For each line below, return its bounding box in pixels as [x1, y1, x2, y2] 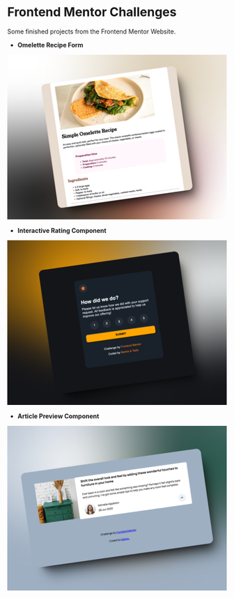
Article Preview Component [17, 412, 100, 420]
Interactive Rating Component [17, 226, 107, 234]
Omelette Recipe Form [17, 40, 84, 49]
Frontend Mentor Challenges [7, 4, 177, 20]
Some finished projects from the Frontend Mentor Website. [7, 27, 176, 36]
